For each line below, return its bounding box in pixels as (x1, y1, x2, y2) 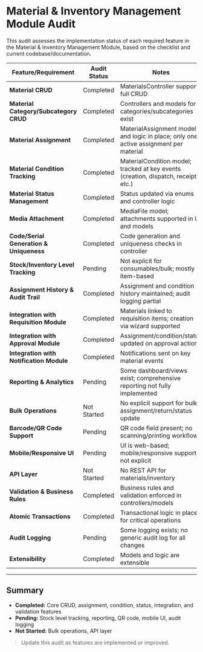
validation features (14, 608, 62, 615)
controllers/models (120, 498, 174, 507)
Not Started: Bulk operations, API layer (14, 627, 112, 634)
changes (120, 541, 145, 549)
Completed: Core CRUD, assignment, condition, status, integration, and (14, 601, 193, 608)
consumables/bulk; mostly (120, 264, 195, 273)
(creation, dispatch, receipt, (120, 172, 198, 180)
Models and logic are (120, 550, 180, 559)
